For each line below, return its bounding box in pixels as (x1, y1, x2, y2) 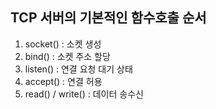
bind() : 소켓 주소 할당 (24, 50, 111, 62)
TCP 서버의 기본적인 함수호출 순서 (10, 9, 207, 27)
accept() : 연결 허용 (24, 75, 103, 87)
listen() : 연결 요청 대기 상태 (24, 63, 133, 75)
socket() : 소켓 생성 (24, 38, 102, 50)
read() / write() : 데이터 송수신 (24, 88, 144, 100)
